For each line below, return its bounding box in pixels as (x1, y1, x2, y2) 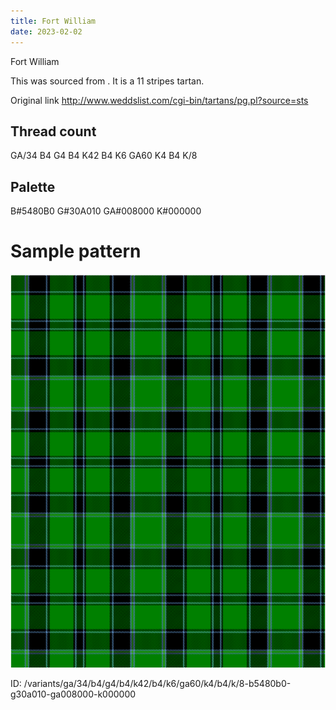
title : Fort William (10, 16, 97, 26)
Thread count (10, 123, 97, 140)
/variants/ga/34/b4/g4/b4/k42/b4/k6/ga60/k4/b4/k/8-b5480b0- (23, 678, 292, 690)
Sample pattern (10, 240, 142, 263)
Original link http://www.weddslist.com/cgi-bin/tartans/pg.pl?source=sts (10, 94, 309, 106)
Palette (10, 178, 56, 195)
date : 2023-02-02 (10, 26, 83, 37)
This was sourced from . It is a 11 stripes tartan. (10, 75, 205, 87)
